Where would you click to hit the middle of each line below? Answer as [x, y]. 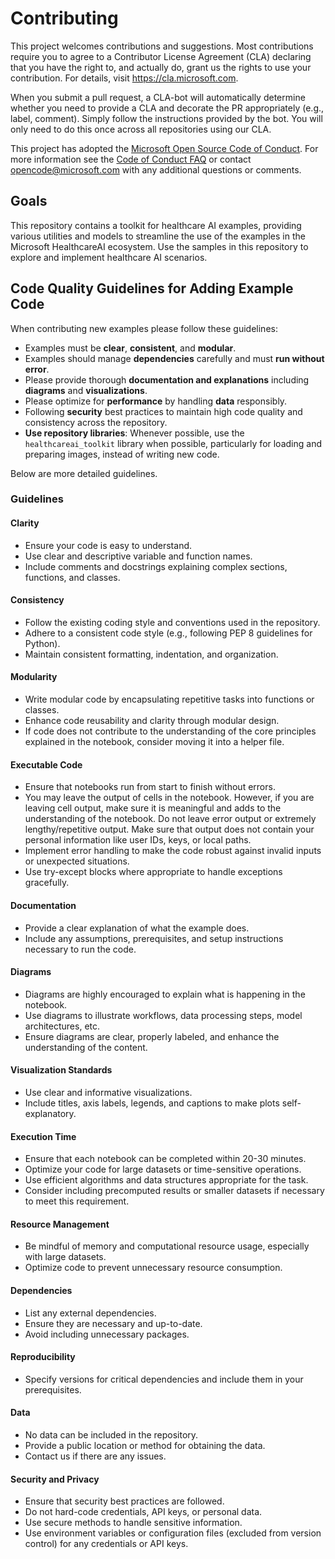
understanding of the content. [86, 1047]
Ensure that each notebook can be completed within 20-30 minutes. [165, 1159]
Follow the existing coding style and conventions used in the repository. [172, 622]
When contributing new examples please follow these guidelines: [144, 328]
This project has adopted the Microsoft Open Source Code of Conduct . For [164, 148]
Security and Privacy [55, 1479]
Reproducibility [43, 1357]
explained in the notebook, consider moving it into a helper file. [154, 742]
